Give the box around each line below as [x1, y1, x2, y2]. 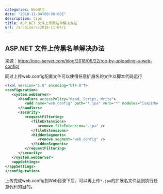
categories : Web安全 [5, 7, 45, 12]
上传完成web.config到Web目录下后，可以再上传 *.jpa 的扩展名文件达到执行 [5, 178, 154, 184]
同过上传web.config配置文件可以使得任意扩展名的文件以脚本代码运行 [5, 73, 142, 79]
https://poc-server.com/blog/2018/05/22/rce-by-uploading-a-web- [17, 58, 153, 63]
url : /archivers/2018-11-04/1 [5, 25, 66, 30]
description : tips [5, 16, 42, 21]
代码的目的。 [9, 184, 35, 190]
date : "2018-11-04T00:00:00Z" [5, 12, 66, 16]
